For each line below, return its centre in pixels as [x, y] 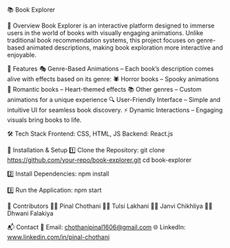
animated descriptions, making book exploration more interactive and [125, 48]
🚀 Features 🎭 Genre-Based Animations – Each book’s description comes [111, 69]
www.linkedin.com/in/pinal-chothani [59, 237]
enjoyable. [22, 55]
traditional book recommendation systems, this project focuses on [101, 40]
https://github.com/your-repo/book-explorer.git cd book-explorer [100, 160]
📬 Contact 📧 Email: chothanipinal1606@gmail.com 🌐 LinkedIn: [96, 227]
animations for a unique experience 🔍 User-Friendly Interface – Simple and [114, 100]
